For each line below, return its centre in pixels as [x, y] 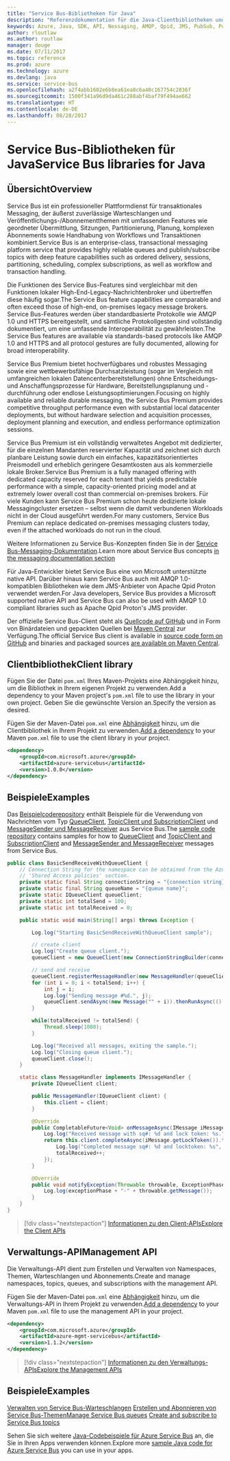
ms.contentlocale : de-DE [42, 109]
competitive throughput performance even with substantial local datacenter [114, 407]
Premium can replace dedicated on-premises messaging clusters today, [108, 523]
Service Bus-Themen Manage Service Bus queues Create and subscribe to [112, 1415]
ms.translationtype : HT [41, 103]
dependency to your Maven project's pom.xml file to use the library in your [111, 696]
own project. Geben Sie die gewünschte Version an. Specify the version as [112, 703]
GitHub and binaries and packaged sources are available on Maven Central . [114, 643]
